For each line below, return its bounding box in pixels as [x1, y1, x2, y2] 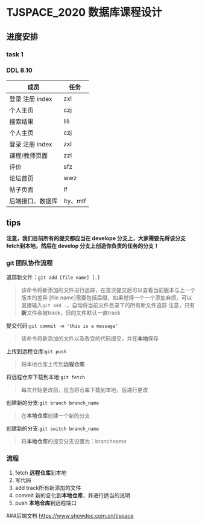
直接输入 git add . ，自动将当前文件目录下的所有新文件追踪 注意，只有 [21, 301, 195, 308]
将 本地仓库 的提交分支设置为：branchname [21, 437, 127, 445]
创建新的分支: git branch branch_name [6, 399, 99, 406]
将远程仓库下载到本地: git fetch [6, 373, 86, 380]
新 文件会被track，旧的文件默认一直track [21, 309, 121, 316]
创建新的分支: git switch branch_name [6, 425, 99, 432]
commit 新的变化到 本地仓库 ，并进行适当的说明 [14, 492, 131, 499]
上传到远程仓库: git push [6, 347, 67, 354]
